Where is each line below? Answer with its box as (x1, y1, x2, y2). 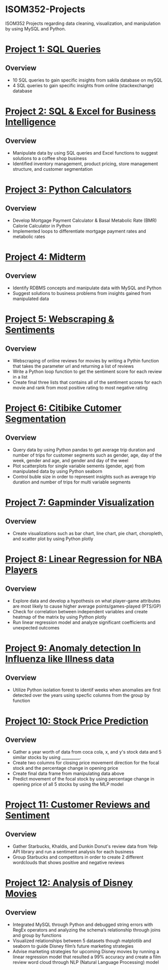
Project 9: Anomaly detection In (5, 643, 141, 654)
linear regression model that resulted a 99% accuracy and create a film (12, 954, 161, 960)
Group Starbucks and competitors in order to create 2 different (12, 854, 144, 860)
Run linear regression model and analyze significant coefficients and (12, 619, 156, 625)
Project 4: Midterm (5, 251, 86, 263)
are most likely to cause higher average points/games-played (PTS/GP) (12, 603, 161, 609)
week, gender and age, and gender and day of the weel (12, 457, 129, 463)
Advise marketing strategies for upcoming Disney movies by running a (12, 948, 159, 954)
